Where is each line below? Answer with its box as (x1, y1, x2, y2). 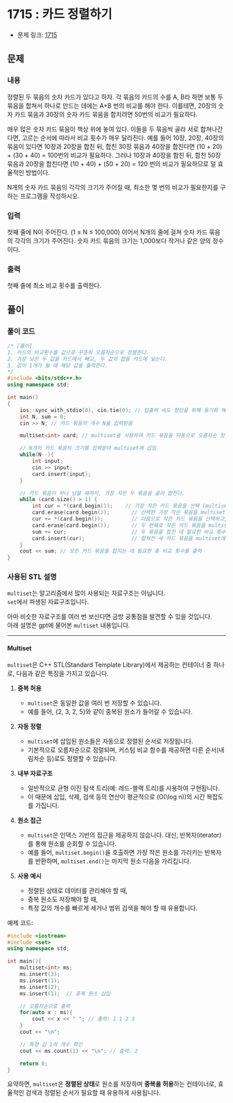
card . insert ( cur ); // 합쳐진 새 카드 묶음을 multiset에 (32, 534, 226, 542)
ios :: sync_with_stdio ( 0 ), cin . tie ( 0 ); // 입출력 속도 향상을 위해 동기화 (19, 407, 218, 414)
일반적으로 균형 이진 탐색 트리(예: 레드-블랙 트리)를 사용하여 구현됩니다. (27, 783, 221, 792)
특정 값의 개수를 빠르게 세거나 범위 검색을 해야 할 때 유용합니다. (27, 904, 198, 912)
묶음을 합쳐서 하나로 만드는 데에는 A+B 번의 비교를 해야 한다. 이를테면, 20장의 (7, 101, 217, 110)
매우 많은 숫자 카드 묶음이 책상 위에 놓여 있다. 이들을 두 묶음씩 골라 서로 (7, 124, 199, 133)
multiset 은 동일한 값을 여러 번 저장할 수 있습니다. (27, 698, 162, 707)
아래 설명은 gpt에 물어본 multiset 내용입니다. (7, 621, 130, 630)
